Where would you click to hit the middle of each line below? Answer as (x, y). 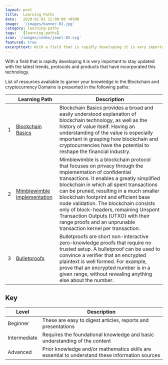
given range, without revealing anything (106, 274)
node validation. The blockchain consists (107, 203)
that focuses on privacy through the (101, 165)
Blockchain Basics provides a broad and (106, 107)
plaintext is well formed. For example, (103, 261)
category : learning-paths (32, 28)
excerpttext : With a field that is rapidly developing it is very (76, 47)
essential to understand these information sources (101, 355)
